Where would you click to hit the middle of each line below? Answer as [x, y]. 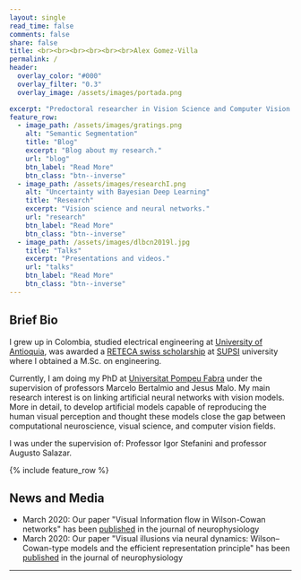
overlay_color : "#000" [60, 76]
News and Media [57, 498]
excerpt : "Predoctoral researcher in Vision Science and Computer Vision [150, 108]
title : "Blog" [52, 143]
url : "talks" [50, 267]
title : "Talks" [54, 251]
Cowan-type [45, 549]
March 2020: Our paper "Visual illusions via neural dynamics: [135, 539]
